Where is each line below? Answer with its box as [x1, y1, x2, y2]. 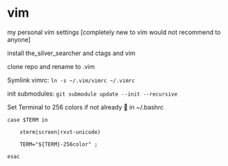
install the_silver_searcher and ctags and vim [7, 49, 136, 57]
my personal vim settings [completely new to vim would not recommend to [7, 28, 221, 36]
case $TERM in [7, 116, 49, 123]
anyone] [7, 35, 31, 43]
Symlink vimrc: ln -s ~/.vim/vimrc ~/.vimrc [7, 75, 136, 84]
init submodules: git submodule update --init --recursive [7, 89, 178, 98]
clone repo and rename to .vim [7, 62, 95, 70]
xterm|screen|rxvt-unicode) [19, 128, 101, 135]
